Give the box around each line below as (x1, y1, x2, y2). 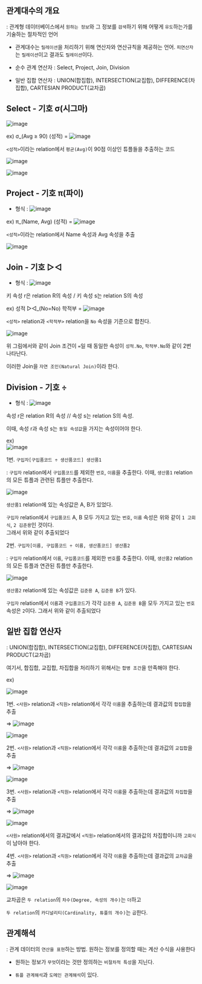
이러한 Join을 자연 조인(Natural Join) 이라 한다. (6, 363, 120, 370)
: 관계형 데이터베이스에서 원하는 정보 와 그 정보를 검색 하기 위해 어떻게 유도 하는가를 (6, 23, 193, 30)
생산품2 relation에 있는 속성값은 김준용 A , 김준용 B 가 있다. (6, 587, 137, 594)
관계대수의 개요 (6, 5, 60, 16)
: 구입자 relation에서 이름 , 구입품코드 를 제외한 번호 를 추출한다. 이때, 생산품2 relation (6, 555, 193, 562)
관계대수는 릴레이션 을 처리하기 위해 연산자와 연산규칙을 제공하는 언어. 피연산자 (15, 43, 194, 50)
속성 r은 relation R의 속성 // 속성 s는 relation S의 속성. (6, 412, 134, 419)
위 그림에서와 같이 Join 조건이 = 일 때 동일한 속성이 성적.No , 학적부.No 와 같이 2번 (6, 342, 192, 349)
